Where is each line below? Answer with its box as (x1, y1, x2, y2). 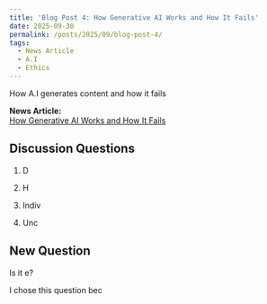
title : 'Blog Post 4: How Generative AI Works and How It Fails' (9, 13, 259, 22)
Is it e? (9, 267, 34, 278)
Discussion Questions (9, 141, 135, 156)
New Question (9, 244, 92, 259)
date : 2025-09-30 (9, 22, 75, 31)
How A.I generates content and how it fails (9, 87, 166, 99)
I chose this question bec (9, 284, 103, 295)
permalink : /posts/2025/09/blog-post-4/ (9, 30, 164, 39)
